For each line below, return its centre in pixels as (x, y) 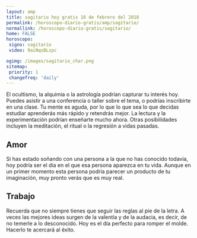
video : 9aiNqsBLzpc (33, 50)
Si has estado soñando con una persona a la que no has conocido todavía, (97, 159)
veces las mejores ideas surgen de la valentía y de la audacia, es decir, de (96, 217)
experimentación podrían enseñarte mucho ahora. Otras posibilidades (92, 120)
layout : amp (21, 12)
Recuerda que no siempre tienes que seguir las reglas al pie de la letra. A (96, 211)
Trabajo (21, 196)
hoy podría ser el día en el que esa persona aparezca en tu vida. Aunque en (99, 165)
